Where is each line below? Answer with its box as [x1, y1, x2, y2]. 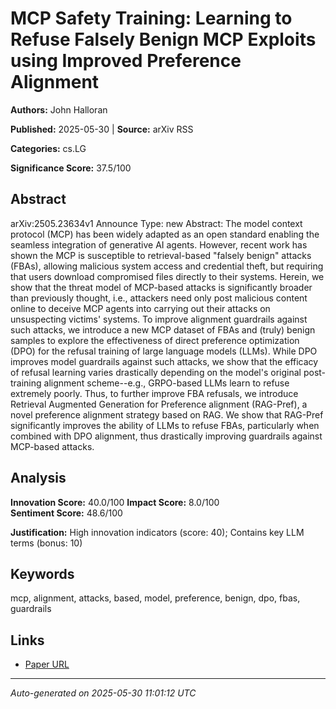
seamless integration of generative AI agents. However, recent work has [10, 238, 308, 251]
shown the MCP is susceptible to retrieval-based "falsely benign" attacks [10, 249, 312, 261]
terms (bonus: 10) [10, 537, 83, 549]
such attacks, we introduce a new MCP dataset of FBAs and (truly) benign [10, 323, 316, 336]
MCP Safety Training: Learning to [10, 7, 293, 30]
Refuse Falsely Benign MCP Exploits [10, 28, 317, 51]
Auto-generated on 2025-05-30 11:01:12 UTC [10, 687, 197, 699]
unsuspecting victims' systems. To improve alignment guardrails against [10, 313, 308, 325]
